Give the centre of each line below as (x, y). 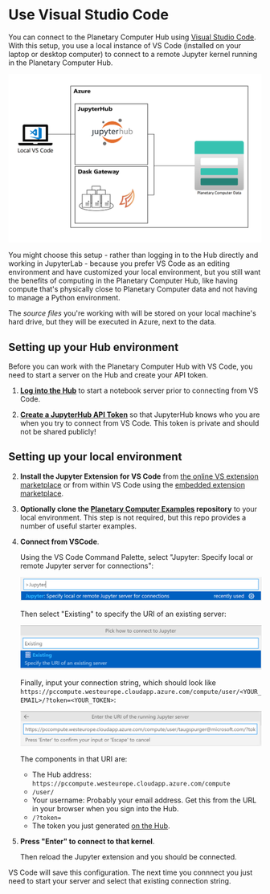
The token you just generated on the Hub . (101, 826)
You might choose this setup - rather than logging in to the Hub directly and (133, 255)
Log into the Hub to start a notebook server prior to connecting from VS (139, 390)
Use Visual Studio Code (88, 15)
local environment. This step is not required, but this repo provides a (133, 517)
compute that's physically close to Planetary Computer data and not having (133, 289)
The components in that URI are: (74, 759)
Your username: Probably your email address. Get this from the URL (144, 800)
